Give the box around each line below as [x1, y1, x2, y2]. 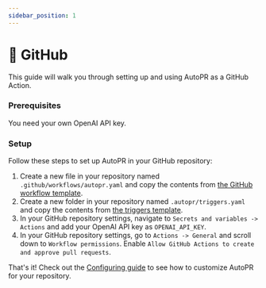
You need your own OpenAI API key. [8, 118, 127, 128]
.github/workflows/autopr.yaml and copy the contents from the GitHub [19, 180, 253, 190]
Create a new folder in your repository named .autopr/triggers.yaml [19, 197, 246, 206]
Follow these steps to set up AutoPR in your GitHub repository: [8, 156, 213, 166]
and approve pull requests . [19, 248, 111, 257]
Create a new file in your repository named [19, 171, 160, 181]
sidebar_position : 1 [8, 11, 77, 20]
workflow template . [19, 188, 83, 198]
